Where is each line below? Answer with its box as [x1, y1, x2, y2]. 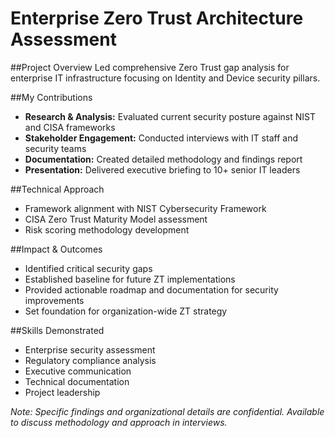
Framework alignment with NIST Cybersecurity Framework [24, 202, 267, 214]
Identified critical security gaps [24, 262, 153, 274]
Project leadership [24, 386, 101, 398]
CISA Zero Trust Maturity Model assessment [24, 213, 208, 225]
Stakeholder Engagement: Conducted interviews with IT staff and [24, 132, 298, 144]
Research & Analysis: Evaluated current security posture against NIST [24, 110, 316, 122]
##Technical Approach [10, 183, 105, 195]
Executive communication [24, 365, 132, 377]
